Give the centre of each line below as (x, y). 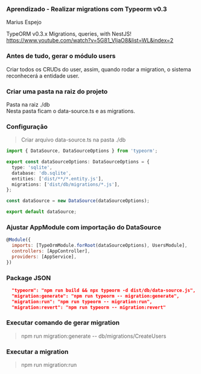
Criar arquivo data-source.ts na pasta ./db (73, 140)
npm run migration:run (49, 365)
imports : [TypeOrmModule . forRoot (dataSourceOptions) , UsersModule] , (100, 246)
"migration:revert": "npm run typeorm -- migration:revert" (89, 307)
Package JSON (29, 278)
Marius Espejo (24, 22)
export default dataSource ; (42, 212)
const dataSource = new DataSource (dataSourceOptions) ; (78, 201)
